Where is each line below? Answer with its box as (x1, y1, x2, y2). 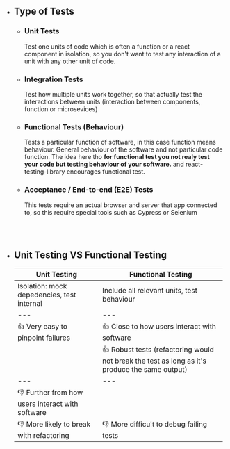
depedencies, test (17, 290, 76, 300)
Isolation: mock (17, 281, 67, 291)
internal (17, 299, 43, 309)
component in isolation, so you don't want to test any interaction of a (24, 49, 221, 58)
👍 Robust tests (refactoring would (101, 345, 214, 354)
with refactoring (17, 431, 69, 441)
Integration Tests (24, 74, 83, 84)
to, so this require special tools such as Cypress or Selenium (24, 208, 198, 216)
